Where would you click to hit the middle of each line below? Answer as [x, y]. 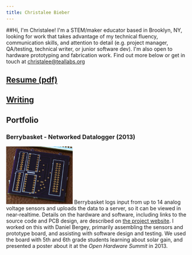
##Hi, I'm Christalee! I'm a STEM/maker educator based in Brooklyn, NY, [94, 30]
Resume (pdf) [32, 80]
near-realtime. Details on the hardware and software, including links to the [96, 215]
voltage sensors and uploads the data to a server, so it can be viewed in [94, 208]
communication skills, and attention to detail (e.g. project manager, [87, 42]
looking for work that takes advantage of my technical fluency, [82, 36]
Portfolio [22, 120]
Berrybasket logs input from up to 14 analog [127, 202]
